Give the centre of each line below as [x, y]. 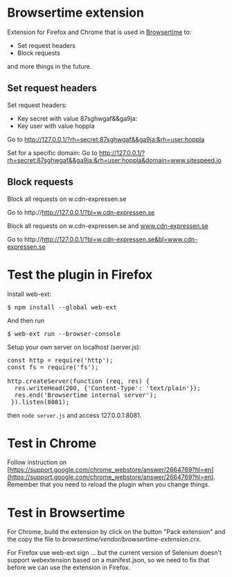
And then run [26, 320]
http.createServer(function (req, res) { [79, 381]
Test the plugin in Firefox [80, 274]
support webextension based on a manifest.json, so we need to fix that [108, 560]
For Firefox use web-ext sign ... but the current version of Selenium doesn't [115, 553]
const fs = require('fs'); [53, 367]
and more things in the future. [50, 66]
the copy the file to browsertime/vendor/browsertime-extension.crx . [104, 539]
